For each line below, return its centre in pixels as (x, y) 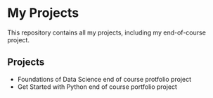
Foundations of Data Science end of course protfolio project (104, 79)
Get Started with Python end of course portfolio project (97, 87)
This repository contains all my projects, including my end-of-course (106, 32)
